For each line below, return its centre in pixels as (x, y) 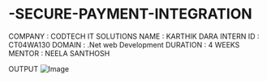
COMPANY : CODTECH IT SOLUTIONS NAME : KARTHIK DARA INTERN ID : (134, 36)
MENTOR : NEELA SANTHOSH (59, 53)
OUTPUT (24, 68)
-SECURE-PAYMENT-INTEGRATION (131, 14)
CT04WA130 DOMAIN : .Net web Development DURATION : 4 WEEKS (124, 44)
